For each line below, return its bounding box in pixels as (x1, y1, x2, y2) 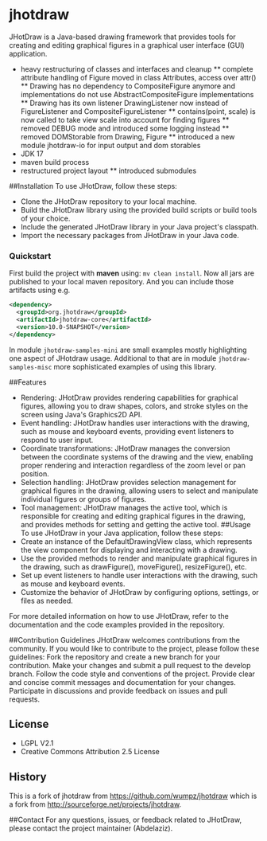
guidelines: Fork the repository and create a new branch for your (9, 651, 221, 662)
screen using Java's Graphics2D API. (20, 409, 142, 419)
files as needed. (20, 596, 74, 605)
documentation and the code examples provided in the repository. (9, 620, 226, 629)
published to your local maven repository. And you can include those (9, 277, 234, 287)
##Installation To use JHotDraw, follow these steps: (9, 181, 177, 190)
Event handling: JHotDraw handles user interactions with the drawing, (20, 418, 250, 428)
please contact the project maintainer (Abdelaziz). (9, 823, 173, 833)
